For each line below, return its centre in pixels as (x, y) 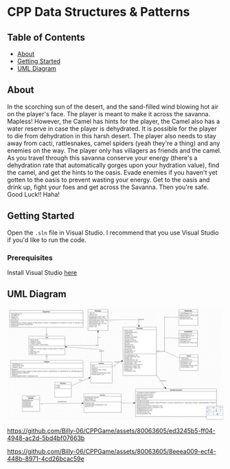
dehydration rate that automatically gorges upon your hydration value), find (113, 165)
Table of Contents (46, 37)
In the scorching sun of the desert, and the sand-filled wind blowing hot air (113, 107)
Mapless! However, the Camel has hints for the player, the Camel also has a (114, 121)
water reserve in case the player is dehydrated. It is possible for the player (112, 129)
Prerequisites (30, 257)
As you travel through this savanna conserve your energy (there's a (102, 157)
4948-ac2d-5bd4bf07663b (46, 438)
